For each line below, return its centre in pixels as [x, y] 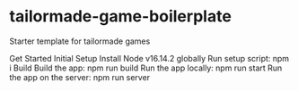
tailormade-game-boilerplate [120, 17]
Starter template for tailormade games [80, 41]
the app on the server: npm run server [80, 77]
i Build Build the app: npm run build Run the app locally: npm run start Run [146, 68]
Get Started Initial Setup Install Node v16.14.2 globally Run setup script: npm [149, 58]
